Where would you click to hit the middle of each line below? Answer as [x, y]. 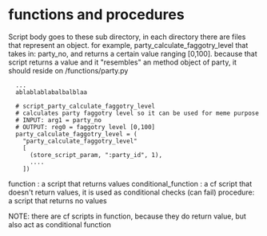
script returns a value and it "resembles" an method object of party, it [123, 62]
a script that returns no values [58, 200]
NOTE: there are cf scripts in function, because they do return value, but [127, 216]
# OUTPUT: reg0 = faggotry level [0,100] [86, 127]
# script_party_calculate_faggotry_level [86, 106]
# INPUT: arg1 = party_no [59, 120]
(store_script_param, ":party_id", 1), [96, 155]
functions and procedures [97, 15]
